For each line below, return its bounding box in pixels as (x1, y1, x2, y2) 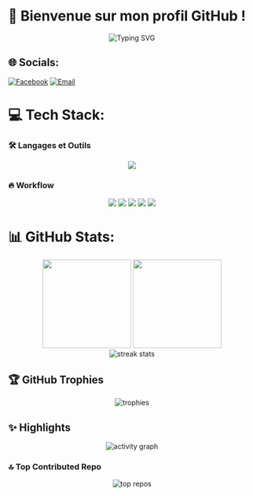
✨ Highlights (8, 420, 71, 434)
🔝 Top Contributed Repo (8, 461, 102, 472)
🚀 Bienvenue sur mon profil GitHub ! (8, 7, 246, 25)
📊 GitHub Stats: (8, 228, 115, 246)
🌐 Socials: (8, 56, 60, 69)
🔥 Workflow (8, 180, 55, 191)
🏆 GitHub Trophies (8, 373, 104, 387)
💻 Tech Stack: (8, 105, 105, 124)
